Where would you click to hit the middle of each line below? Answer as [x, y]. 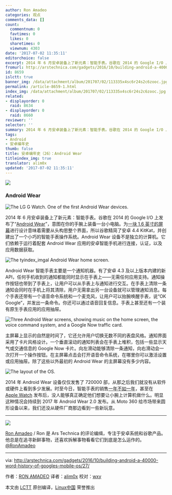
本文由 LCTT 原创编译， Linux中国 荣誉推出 [50, 487]
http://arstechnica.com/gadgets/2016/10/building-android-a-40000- [86, 460]
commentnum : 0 [25, 29]
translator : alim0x [26, 163]
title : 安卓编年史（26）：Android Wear [44, 154]
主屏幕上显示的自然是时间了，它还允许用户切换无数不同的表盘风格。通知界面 [86, 335]
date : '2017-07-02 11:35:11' [36, 53]
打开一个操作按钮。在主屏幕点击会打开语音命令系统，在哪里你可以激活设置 [88, 355]
